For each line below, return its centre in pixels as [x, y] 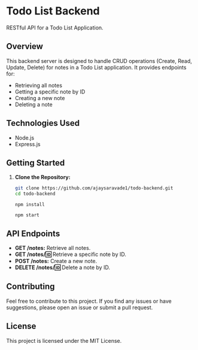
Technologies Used [43, 123]
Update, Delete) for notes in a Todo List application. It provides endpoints [96, 67]
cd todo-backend [35, 194]
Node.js [25, 138]
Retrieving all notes [39, 85]
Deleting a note [33, 104]
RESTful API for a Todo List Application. [55, 28]
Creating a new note [40, 98]
